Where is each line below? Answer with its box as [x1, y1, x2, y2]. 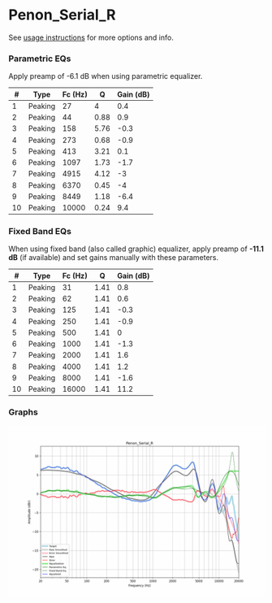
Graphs [8, 406, 38, 418]
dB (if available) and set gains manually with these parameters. [8, 253, 219, 262]
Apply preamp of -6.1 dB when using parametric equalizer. [8, 72, 203, 81]
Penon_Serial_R [8, 6, 116, 24]
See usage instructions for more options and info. [8, 33, 175, 42]
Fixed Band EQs [8, 225, 71, 236]
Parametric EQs [8, 53, 71, 64]
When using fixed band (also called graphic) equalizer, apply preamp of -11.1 [8, 244, 264, 254]
